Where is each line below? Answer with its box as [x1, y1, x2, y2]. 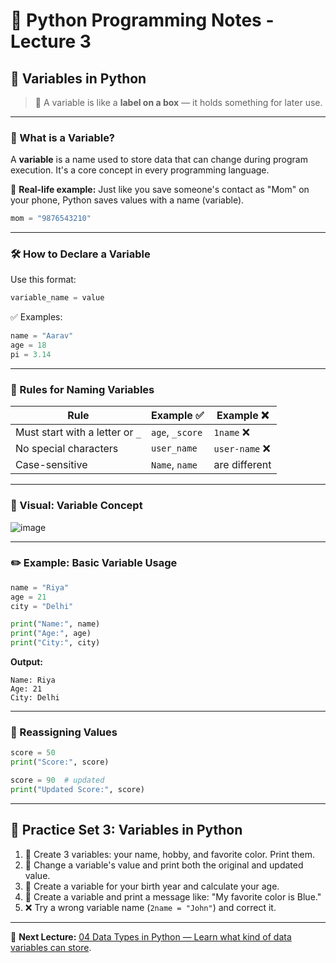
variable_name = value [10, 293, 105, 303]
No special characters [15, 442, 119, 456]
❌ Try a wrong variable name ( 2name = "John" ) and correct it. [24, 901, 277, 913]
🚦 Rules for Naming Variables [10, 382, 155, 396]
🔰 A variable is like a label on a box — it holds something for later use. [34, 97, 323, 108]
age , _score [150, 425, 203, 439]
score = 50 [10, 748, 56, 758]
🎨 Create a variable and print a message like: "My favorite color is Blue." [24, 890, 322, 903]
